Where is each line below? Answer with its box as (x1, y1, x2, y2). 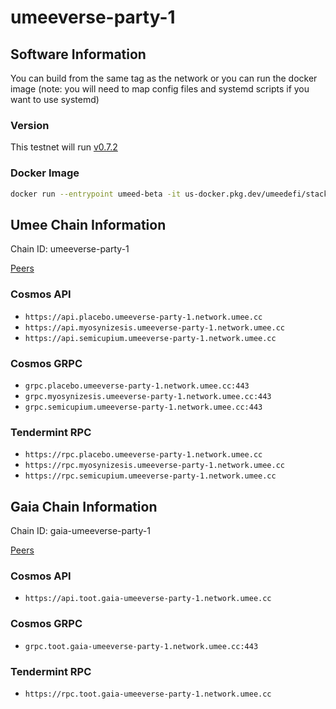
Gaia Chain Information (10, 498, 158, 515)
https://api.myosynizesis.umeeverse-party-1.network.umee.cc (24, 322, 286, 333)
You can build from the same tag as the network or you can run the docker (10, 72, 318, 84)
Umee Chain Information (10, 216, 167, 233)
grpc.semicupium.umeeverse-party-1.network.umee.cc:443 (24, 402, 263, 412)
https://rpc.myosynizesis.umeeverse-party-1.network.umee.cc (24, 461, 286, 471)
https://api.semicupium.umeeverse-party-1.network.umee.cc (24, 333, 277, 343)
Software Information (10, 46, 147, 63)
